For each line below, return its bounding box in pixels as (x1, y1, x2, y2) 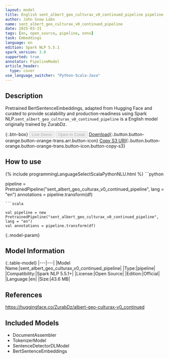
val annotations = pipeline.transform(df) (5, 223, 96, 228)
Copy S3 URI (99, 137, 126, 144)
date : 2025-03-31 (5, 26, 42, 31)
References (5, 290, 42, 299)
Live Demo (32, 132, 52, 137)
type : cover (10, 69, 35, 74)
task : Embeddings (5, 36, 42, 41)
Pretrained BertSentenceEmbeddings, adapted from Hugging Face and (5, 105, 152, 111)
